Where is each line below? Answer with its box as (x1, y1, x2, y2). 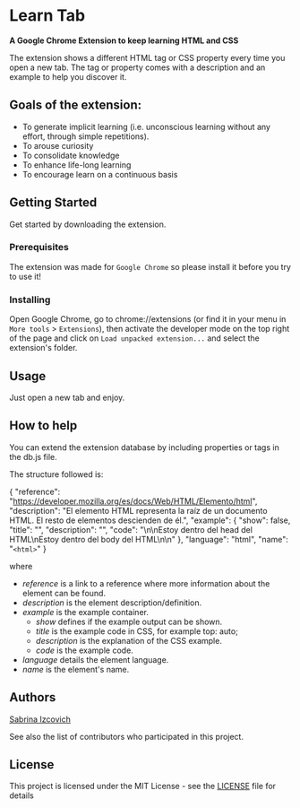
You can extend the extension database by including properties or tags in (9, 441, 279, 453)
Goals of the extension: (9, 98, 142, 113)
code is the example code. (35, 645, 134, 656)
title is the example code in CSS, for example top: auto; (35, 625, 239, 637)
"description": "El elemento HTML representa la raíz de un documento (9, 505, 268, 516)
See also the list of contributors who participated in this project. (9, 731, 244, 742)
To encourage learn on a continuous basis (21, 169, 178, 179)
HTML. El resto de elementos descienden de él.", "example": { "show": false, (9, 515, 291, 526)
